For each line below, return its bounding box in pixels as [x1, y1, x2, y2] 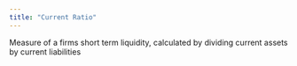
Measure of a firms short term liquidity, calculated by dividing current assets [9, 37, 288, 48]
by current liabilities [9, 46, 82, 57]
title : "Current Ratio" [9, 12, 98, 22]
